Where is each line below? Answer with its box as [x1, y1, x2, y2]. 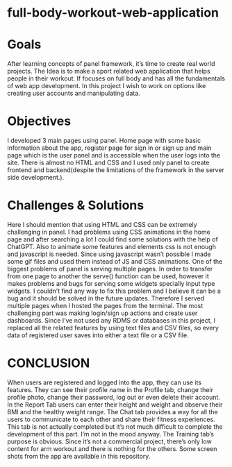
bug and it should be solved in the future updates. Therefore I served [7, 294, 205, 303]
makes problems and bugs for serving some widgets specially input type [7, 280, 215, 287]
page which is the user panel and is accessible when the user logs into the [7, 151, 221, 160]
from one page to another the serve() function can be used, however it [7, 272, 210, 280]
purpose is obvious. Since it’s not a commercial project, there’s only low [7, 437, 212, 445]
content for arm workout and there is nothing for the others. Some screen [7, 444, 217, 452]
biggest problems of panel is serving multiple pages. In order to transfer [7, 265, 213, 273]
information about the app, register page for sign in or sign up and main [7, 144, 212, 152]
